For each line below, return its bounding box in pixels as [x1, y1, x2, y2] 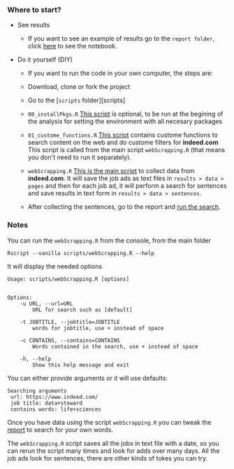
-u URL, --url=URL [20, 300, 73, 307]
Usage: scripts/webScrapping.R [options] [7, 276, 130, 283]
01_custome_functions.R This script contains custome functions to [27, 131, 218, 140]
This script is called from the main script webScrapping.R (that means [27, 146, 226, 154]
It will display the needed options [7, 261, 103, 271]
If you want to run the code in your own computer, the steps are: [27, 69, 213, 78]
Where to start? [7, 5, 61, 15]
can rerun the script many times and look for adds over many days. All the [7, 447, 220, 455]
